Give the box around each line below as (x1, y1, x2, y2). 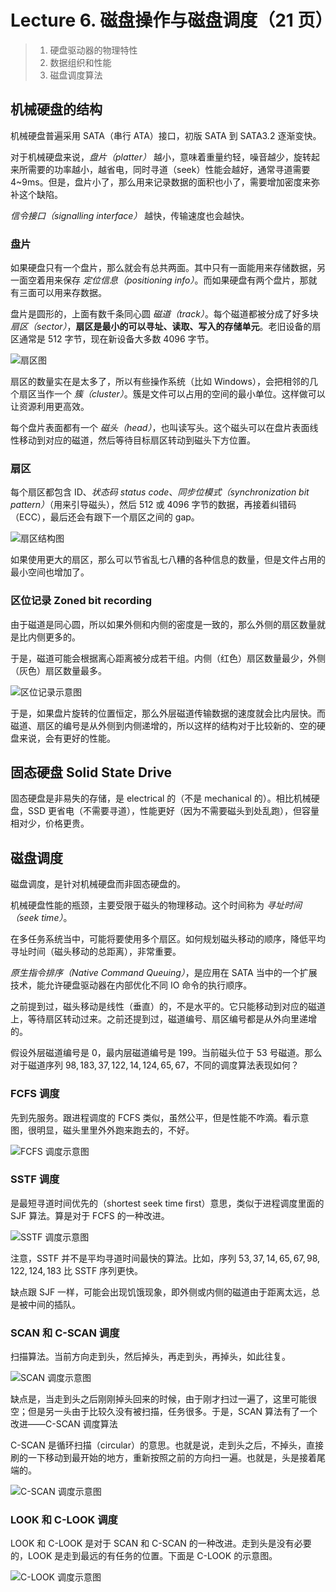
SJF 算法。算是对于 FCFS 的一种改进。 (10, 1209, 170, 1221)
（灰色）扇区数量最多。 (10, 664, 107, 676)
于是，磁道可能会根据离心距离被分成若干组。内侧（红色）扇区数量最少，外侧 (10, 652, 326, 664)
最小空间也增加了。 (10, 566, 90, 578)
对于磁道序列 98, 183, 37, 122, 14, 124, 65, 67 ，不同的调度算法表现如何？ (10, 1059, 300, 1071)
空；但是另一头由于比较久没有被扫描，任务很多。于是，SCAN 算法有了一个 (10, 1406, 318, 1418)
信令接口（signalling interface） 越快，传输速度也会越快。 (10, 209, 250, 221)
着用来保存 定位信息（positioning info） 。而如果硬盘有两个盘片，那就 (36, 274, 318, 286)
